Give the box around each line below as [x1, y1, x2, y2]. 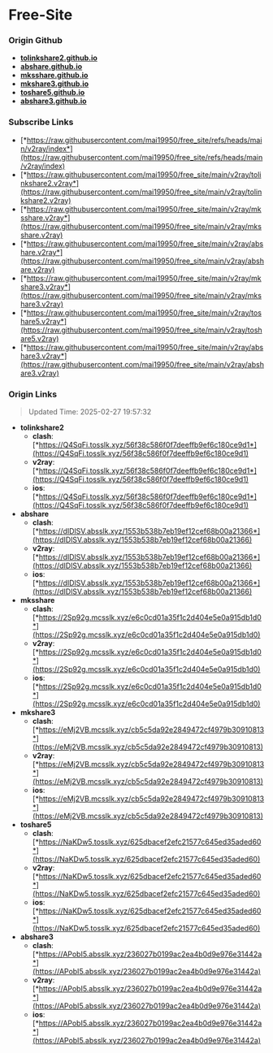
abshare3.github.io [19, 96, 87, 106]
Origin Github [8, 35, 63, 46]
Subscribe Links [8, 116, 74, 128]
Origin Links [8, 388, 58, 400]
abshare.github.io [19, 62, 83, 71]
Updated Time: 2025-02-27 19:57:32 [28, 407, 152, 417]
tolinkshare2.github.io [19, 53, 97, 63]
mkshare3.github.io [19, 79, 89, 89]
